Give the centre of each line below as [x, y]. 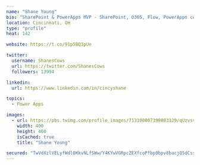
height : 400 [32, 131]
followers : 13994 [33, 72]
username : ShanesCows [38, 61]
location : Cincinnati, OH [38, 23]
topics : [16, 99]
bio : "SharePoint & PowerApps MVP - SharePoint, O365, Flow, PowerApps [97, 17]
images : [16, 115]
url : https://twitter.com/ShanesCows [58, 66]
